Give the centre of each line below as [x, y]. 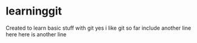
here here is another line [36, 34]
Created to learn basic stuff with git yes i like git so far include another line [98, 28]
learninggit [34, 11]
